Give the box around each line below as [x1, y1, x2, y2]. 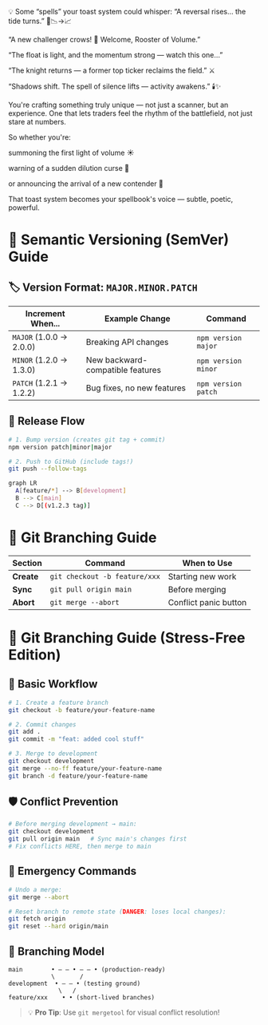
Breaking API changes [85, 337, 169, 347]
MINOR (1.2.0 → [12, 354, 68, 366]
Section [12, 557, 42, 568]
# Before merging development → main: [8, 820, 137, 829]
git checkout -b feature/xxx [49, 572, 161, 581]
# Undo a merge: [8, 885, 62, 893]
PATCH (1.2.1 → [12, 378, 68, 388]
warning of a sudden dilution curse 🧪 [8, 164, 130, 172]
